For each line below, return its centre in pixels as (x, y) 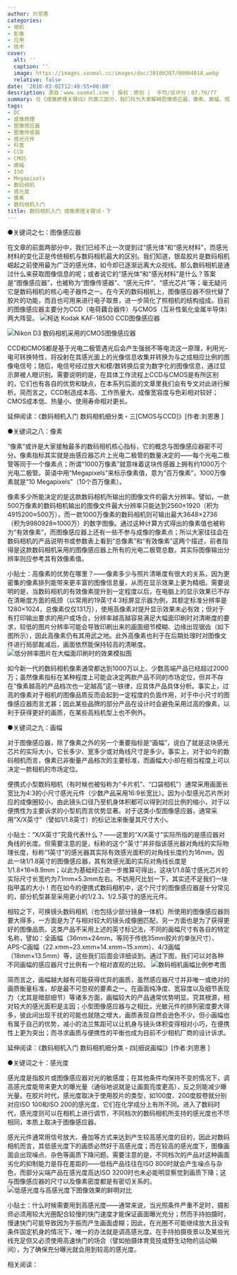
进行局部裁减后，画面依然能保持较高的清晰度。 (81, 644)
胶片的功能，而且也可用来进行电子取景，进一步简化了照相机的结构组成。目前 (119, 300)
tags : (15, 106)
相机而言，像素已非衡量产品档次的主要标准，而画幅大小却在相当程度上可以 (121, 760)
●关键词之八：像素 (35, 431)
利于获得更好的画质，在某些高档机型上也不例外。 (78, 712)
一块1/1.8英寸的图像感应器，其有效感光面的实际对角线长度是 (100, 861)
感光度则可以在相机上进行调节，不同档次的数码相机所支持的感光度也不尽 (124, 1113)
